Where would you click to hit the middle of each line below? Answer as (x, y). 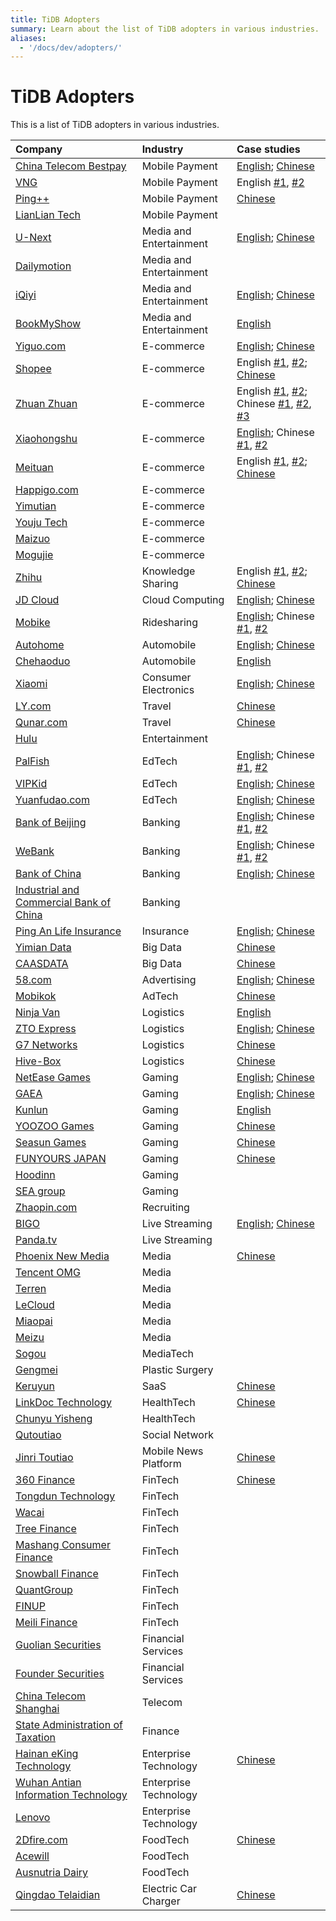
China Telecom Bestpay (71, 166)
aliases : (28, 38)
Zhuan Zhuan (46, 404)
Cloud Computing (183, 600)
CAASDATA (42, 964)
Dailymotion (43, 266)
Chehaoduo (43, 661)
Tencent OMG (48, 1273)
